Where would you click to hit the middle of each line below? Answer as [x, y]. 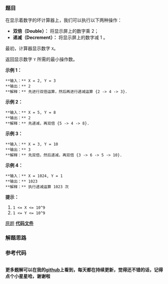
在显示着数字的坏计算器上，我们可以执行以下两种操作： [64, 20]
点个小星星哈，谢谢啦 [28, 276]
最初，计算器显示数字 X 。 [32, 48]
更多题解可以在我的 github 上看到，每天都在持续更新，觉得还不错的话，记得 [84, 270]
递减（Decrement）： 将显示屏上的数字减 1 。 [60, 37]
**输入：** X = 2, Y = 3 [31, 81]
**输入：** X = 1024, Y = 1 [34, 176]
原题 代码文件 [19, 224]
